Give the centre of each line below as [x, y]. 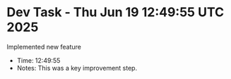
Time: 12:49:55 [38, 60]
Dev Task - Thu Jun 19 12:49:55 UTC [115, 12]
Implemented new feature [44, 47]
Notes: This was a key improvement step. [77, 68]
